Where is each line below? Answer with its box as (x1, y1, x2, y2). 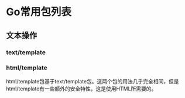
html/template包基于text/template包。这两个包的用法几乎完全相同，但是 (6, 78, 179, 85)
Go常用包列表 (6, 5, 72, 19)
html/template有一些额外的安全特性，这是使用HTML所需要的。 (6, 85, 157, 92)
